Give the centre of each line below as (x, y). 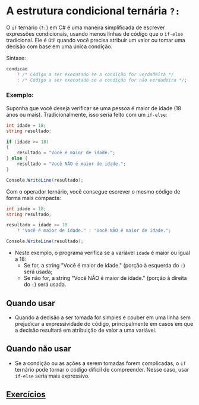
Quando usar (31, 303)
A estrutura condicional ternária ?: (93, 11)
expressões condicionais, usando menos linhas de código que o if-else (95, 33)
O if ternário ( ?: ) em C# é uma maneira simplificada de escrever (86, 27)
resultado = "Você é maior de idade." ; (66, 153)
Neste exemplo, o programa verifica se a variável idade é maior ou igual (102, 253)
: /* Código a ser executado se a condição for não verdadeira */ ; (102, 80)
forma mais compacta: (34, 198)
